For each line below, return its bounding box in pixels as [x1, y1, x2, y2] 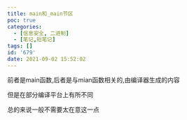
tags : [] [7, 43, 33, 50]
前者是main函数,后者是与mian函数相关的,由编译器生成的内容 [7, 75, 180, 84]
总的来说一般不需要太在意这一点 [7, 105, 99, 114]
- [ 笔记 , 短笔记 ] [13, 36, 56, 43]
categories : [7, 23, 42, 30]
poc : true [7, 17, 36, 24]
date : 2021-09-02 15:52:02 [7, 56, 86, 63]
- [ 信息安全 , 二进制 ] [13, 29, 69, 37]
